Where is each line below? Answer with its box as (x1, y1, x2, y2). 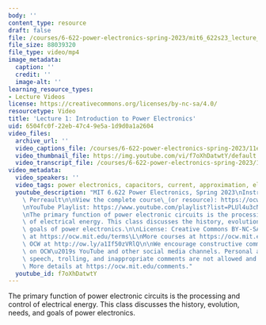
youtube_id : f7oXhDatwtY (15, 270, 97, 277)
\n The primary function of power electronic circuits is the (22, 211, 228, 219)
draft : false (8, 26, 51, 34)
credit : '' (15, 71, 51, 78)
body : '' (8, 11, 37, 20)
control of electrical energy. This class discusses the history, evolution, (8, 300, 240, 309)
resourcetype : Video (8, 108, 77, 116)
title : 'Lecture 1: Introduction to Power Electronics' (8, 115, 196, 123)
